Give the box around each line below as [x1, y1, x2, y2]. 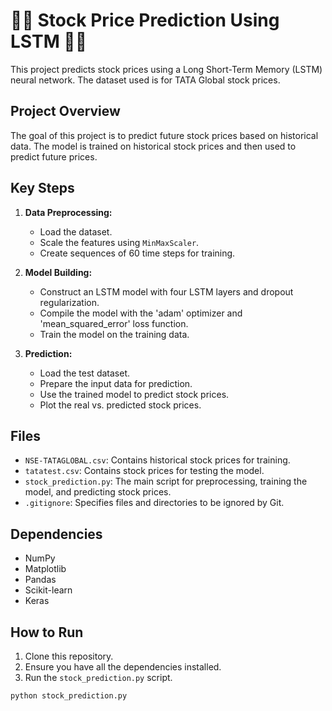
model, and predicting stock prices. [24, 486, 172, 498]
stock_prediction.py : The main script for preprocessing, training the [24, 475, 308, 488]
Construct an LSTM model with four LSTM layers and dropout [39, 285, 294, 298]
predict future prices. [10, 150, 98, 163]
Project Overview [10, 103, 121, 120]
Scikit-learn [24, 584, 73, 596]
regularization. [39, 296, 100, 308]
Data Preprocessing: [24, 206, 113, 218]
